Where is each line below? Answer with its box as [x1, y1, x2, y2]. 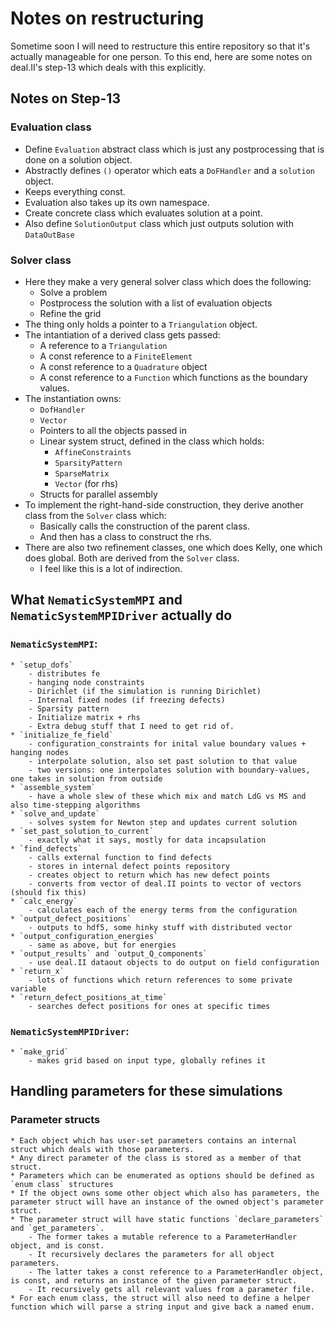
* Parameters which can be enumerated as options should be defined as [10, 1170, 315, 1181]
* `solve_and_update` [10, 808, 101, 819]
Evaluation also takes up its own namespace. [24, 196, 210, 208]
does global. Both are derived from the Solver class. [24, 552, 240, 564]
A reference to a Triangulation [39, 339, 168, 351]
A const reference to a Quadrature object [39, 360, 208, 372]
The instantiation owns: [24, 392, 122, 404]
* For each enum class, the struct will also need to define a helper [10, 1293, 311, 1303]
